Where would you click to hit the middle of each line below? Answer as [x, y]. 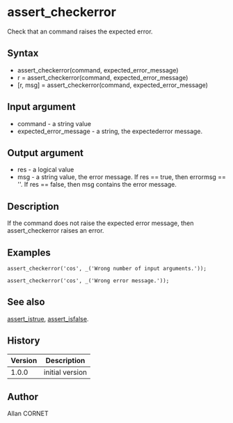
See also [26, 302]
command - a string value [54, 123]
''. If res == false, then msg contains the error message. [97, 185]
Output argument [45, 153]
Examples [29, 253]
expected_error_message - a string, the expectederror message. [110, 131]
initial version [65, 372]
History [24, 341]
